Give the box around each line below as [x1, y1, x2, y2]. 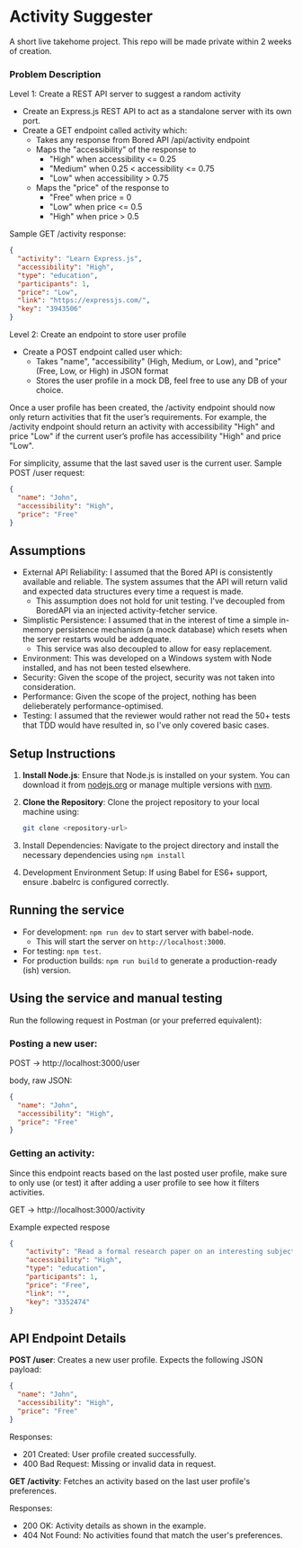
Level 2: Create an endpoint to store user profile [9, 329, 187, 340]
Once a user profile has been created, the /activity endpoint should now [9, 402, 276, 413]
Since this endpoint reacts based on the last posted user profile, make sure [9, 1168, 288, 1178]
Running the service [9, 902, 125, 918]
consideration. [22, 682, 76, 693]
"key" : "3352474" [25, 1297, 91, 1306]
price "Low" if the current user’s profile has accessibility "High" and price [9, 431, 281, 442]
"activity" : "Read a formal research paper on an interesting [25, 1248, 263, 1257]
